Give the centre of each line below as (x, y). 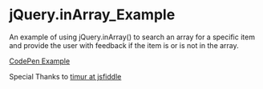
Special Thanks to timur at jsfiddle (65, 76)
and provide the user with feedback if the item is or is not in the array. (124, 45)
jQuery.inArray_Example (92, 15)
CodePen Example (40, 61)
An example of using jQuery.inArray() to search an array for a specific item (132, 37)
